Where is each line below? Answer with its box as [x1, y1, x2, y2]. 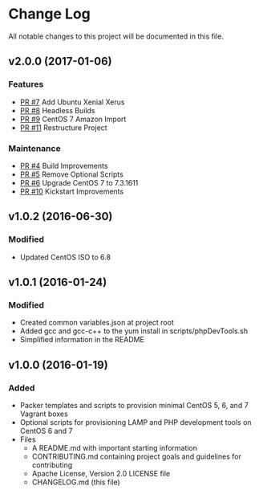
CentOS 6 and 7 [19, 426, 73, 435]
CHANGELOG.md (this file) [31, 477, 120, 487]
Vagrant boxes [19, 409, 68, 418]
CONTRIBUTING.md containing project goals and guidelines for [31, 451, 242, 461]
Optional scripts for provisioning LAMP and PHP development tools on [19, 417, 252, 427]
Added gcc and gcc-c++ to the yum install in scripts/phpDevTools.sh [19, 326, 249, 336]
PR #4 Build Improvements [19, 161, 108, 170]
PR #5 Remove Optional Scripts [19, 169, 124, 179]
